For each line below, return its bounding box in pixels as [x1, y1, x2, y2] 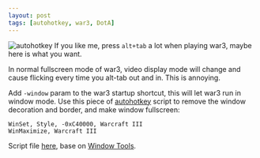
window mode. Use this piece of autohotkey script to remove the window [8, 96, 247, 106]
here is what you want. [8, 49, 82, 58]
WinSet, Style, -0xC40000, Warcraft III [8, 120, 144, 128]
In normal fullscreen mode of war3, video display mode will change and [8, 64, 241, 73]
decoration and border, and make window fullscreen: [8, 104, 180, 115]
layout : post [8, 11, 51, 20]
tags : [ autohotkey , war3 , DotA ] [8, 19, 115, 27]
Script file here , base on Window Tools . [8, 141, 137, 150]
